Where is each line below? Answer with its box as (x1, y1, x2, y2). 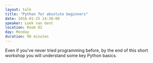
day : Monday (5, 30, 29, 34)
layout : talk (5, 7, 32, 12)
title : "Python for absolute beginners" (5, 12, 89, 16)
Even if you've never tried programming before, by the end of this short (5, 47, 148, 53)
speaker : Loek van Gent (5, 20, 54, 26)
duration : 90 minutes (5, 34, 49, 39)
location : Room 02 (5, 25, 42, 30)
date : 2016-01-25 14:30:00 (5, 16, 60, 21)
